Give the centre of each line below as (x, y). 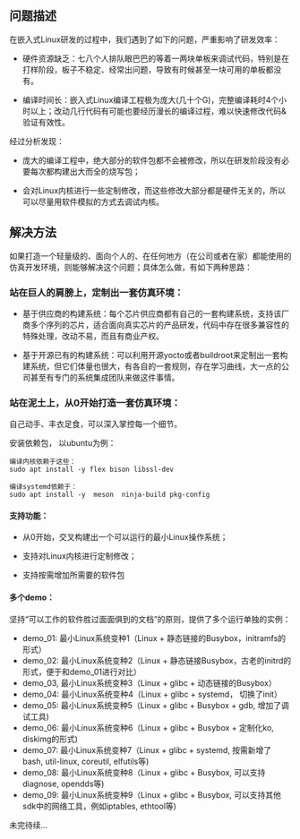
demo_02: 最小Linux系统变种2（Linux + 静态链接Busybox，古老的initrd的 (157, 660)
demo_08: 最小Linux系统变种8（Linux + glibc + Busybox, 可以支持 (144, 772)
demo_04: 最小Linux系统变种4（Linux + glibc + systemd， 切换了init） (152, 694)
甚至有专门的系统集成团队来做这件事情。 (105, 377)
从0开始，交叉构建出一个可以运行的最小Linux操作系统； (125, 537)
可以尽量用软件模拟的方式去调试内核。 (93, 201)
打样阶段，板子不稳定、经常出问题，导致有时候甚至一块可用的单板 (144, 69)
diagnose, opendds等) (63, 783)
